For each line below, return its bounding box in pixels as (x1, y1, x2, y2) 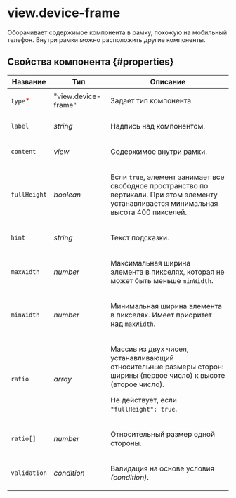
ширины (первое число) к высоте (110, 370, 225, 380)
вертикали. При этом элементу (110, 190, 218, 199)
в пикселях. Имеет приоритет (110, 310, 212, 320)
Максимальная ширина (110, 258, 191, 268)
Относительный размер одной (110, 429, 216, 439)
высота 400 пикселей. (110, 207, 188, 217)
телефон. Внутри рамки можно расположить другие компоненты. (7, 35, 206, 44)
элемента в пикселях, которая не (110, 267, 225, 277)
